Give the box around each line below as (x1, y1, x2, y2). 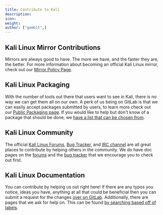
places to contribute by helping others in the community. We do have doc (5, 147, 152, 153)
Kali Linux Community (5, 129, 73, 137)
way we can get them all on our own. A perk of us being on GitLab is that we (5, 98, 158, 105)
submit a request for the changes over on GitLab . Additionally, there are (5, 195, 148, 200)
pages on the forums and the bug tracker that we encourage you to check (5, 152, 153, 157)
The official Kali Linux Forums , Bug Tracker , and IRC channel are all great (5, 141, 151, 147)
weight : (5, 20, 21, 26)
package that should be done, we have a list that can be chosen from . (5, 114, 145, 120)
